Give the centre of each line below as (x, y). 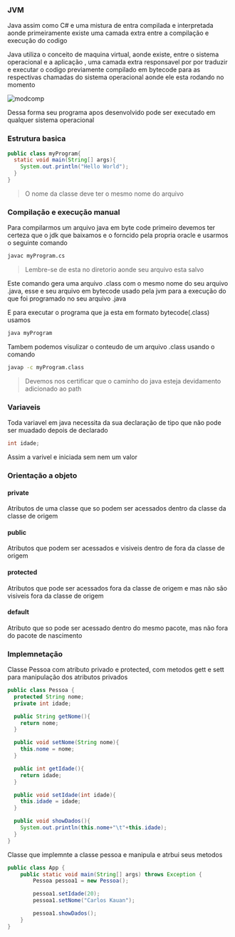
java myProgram (30, 334)
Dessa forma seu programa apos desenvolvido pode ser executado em (111, 113)
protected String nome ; (49, 697)
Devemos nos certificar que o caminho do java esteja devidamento (123, 381)
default (19, 612)
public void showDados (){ (52, 821)
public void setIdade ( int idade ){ (65, 795)
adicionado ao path (53, 389)
